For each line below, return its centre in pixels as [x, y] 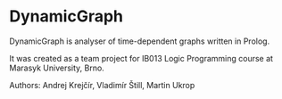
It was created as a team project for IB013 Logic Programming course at [141, 58]
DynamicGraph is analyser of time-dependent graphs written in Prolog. [140, 41]
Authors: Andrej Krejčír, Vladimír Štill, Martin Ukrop [102, 85]
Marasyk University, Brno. [57, 68]
